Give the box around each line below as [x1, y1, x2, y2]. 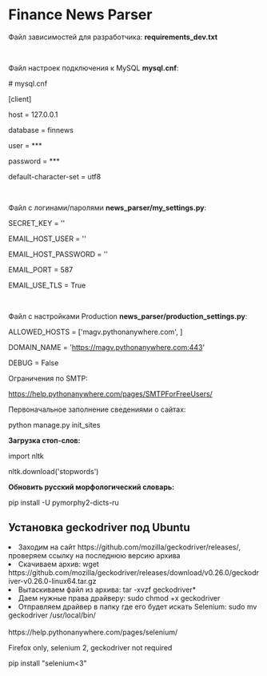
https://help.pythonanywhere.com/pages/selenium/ [8, 627, 178, 637]
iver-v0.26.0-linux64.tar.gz [8, 576, 97, 585]
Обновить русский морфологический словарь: [8, 482, 174, 492]
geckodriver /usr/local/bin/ [8, 610, 96, 620]
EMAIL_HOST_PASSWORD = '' [8, 249, 109, 259]
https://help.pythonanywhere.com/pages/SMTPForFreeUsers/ [8, 388, 213, 398]
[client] [8, 94, 32, 103]
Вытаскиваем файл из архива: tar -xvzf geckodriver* [18, 585, 197, 594]
